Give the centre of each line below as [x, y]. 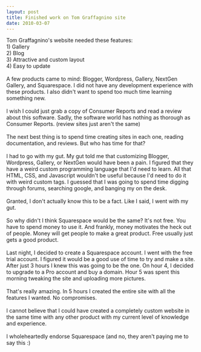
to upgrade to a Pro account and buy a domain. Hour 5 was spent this [93, 272]
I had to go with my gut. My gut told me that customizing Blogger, [88, 156]
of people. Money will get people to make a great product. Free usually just [100, 233]
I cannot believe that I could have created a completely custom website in [98, 311]
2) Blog [15, 53]
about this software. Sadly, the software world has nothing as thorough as [98, 118]
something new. [26, 98]
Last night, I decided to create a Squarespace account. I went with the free [99, 253]
